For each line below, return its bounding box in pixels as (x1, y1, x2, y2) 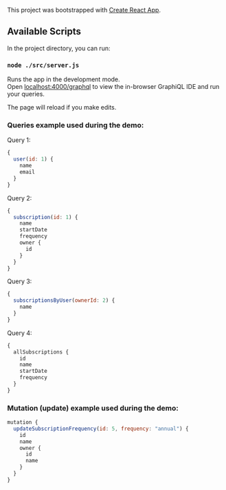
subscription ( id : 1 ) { (13, 214, 78, 221)
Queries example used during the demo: (7, 121, 144, 130)
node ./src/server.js (7, 61, 80, 69)
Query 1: (7, 136, 31, 144)
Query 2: (7, 194, 32, 202)
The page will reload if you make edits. (7, 103, 117, 112)
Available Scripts (7, 25, 81, 37)
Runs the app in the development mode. (7, 75, 120, 83)
